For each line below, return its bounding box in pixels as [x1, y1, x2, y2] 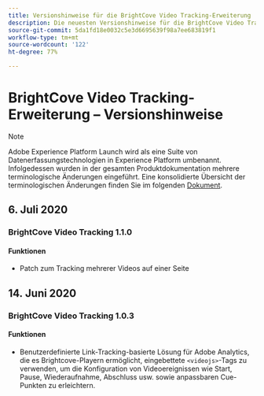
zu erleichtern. [48, 380, 96, 390]
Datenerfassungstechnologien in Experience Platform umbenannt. [8, 155, 222, 165]
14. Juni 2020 [8, 287, 77, 300]
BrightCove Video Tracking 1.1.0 [8, 227, 133, 238]
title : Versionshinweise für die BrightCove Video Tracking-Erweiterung [8, 11, 251, 20]
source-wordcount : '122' [8, 41, 90, 49]
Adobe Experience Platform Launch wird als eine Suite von [8, 146, 198, 156]
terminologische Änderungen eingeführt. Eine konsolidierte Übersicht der [8, 172, 246, 181]
